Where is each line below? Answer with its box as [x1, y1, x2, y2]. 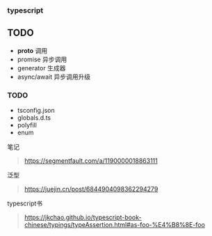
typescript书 [7, 199, 43, 207]
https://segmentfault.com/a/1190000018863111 [24, 157, 158, 165]
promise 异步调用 [17, 55, 67, 63]
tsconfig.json [17, 107, 55, 115]
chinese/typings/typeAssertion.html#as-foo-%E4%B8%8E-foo [24, 221, 205, 229]
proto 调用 [17, 46, 48, 54]
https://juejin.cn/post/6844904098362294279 [24, 185, 158, 194]
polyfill [17, 121, 37, 129]
